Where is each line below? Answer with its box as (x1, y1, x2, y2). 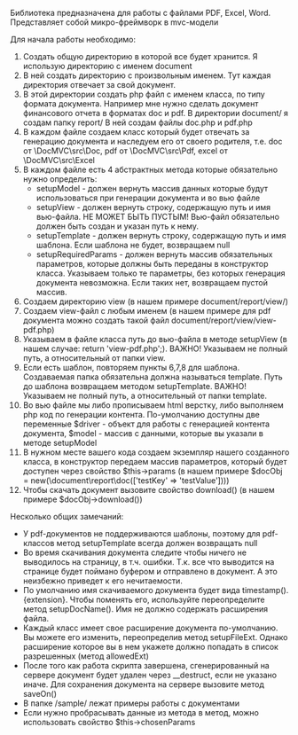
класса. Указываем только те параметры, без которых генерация (35, 268, 286, 278)
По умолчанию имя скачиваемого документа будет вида (22, 585, 240, 595)
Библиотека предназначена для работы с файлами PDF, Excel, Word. (10, 8, 271, 18)
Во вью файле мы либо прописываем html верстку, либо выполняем (22, 400, 284, 411)
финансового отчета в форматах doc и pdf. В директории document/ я (22, 108, 289, 118)
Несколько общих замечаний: (10, 512, 124, 521)
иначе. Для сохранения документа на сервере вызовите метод (22, 679, 265, 690)
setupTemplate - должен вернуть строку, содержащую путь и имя (35, 231, 286, 240)
